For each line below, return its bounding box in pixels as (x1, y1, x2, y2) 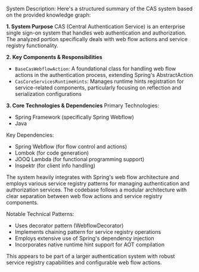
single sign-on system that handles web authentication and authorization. (6, 29, 186, 36)
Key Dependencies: (6, 131, 54, 138)
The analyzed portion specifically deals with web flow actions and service (6, 36, 188, 42)
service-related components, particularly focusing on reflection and (14, 84, 182, 91)
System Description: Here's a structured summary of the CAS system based (6, 5, 193, 12)
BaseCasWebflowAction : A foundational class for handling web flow (14, 65, 176, 72)
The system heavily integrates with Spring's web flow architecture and (6, 174, 179, 181)
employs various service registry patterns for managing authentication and (6, 180, 189, 187)
